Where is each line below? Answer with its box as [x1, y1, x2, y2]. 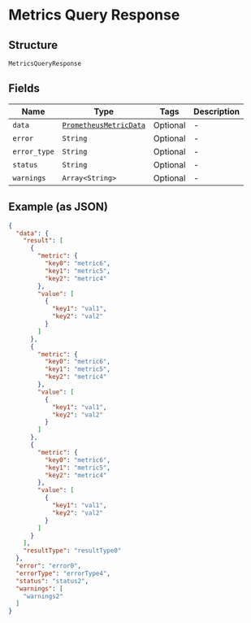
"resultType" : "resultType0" [23, 547, 122, 555]
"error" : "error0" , [15, 562, 82, 570]
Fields [8, 81, 41, 95]
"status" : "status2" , [15, 577, 89, 585]
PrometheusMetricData [62, 120, 146, 129]
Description [193, 106, 240, 117]
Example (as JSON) [8, 200, 108, 214]
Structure [8, 38, 58, 52]
